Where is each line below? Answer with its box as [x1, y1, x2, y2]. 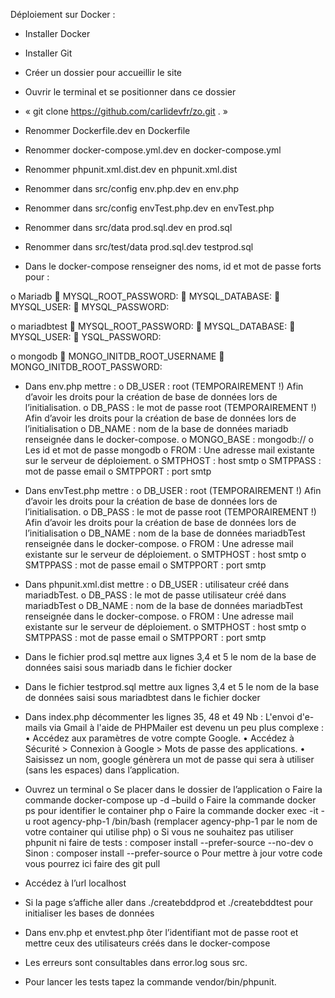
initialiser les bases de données [24, 907, 155, 919]
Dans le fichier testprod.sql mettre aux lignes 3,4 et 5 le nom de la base [24, 681, 320, 693]
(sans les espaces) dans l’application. [24, 764, 180, 776]
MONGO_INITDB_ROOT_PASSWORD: [10, 361, 163, 373]
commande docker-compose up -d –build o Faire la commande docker [24, 794, 317, 806]
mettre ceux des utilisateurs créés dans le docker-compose [24, 937, 271, 949]
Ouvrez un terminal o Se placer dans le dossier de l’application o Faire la [24, 784, 323, 795]
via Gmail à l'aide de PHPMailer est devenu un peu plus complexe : [49, 722, 325, 733]
